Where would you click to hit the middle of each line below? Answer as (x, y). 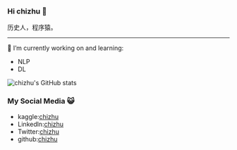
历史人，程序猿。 (32, 27)
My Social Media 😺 (41, 101)
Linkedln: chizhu (41, 124)
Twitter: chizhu (38, 131)
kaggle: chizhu (38, 116)
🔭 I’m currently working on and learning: (66, 48)
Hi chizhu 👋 (27, 11)
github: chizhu (37, 139)
